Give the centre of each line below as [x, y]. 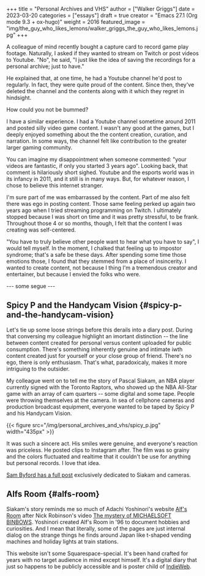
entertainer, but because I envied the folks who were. [73, 274]
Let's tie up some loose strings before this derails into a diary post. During [99, 330]
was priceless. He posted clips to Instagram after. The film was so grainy [98, 450]
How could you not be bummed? [47, 109]
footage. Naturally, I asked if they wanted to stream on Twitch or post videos [102, 53]
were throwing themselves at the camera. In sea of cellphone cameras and [100, 400]
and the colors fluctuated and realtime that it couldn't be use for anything [99, 457]
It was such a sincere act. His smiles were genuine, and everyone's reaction [102, 443]
